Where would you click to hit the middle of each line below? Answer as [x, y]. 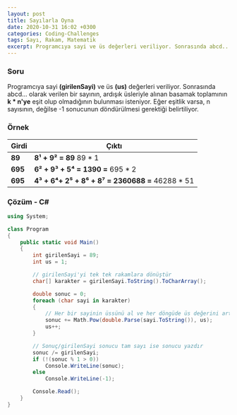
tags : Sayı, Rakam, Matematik [52, 40]
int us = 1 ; [50, 262]
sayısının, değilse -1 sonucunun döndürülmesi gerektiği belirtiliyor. [103, 109]
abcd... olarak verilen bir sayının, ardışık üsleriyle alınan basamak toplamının [117, 94]
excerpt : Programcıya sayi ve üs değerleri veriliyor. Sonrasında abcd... [120, 47]
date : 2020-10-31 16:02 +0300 [52, 27]
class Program [28, 229]
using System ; [28, 216]
